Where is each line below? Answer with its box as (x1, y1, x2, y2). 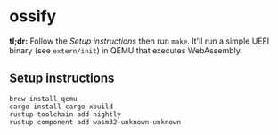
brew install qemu (9, 94, 78, 103)
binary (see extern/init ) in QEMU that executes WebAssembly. (9, 44, 242, 55)
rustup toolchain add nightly (9, 109, 122, 119)
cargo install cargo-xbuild (9, 102, 114, 111)
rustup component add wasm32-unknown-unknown (9, 117, 181, 126)
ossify (9, 6, 57, 27)
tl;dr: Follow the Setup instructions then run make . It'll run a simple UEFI (9, 36, 270, 46)
